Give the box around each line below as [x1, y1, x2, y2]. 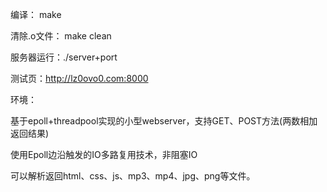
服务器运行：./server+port [10, 51, 118, 63]
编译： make [10, 9, 62, 20]
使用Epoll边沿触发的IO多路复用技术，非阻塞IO [10, 149, 198, 160]
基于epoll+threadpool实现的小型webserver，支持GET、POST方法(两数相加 [10, 115, 318, 127]
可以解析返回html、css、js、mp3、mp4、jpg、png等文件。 [10, 170, 256, 182]
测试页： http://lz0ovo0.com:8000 [10, 73, 149, 84]
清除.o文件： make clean [10, 30, 112, 42]
